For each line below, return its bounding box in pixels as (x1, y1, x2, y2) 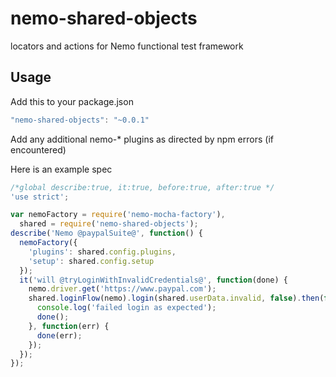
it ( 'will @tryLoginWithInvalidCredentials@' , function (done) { (19, 275, 288, 285)
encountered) (10, 143, 67, 156)
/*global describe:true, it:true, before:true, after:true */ (10, 182, 275, 192)
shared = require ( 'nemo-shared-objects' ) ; (19, 219, 199, 229)
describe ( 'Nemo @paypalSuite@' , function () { (10, 228, 203, 239)
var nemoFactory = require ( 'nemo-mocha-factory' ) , (10, 210, 226, 220)
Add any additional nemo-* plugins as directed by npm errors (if (10, 133, 274, 145)
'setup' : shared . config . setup (28, 256, 155, 266)
